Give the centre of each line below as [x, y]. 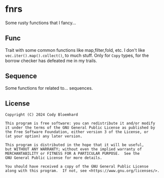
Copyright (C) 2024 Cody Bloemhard [42, 115]
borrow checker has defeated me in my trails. [51, 61]
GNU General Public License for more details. [54, 158]
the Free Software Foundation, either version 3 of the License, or [77, 132]
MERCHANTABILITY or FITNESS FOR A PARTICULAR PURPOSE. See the [72, 154]
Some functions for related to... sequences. [49, 88]
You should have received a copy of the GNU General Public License [77, 167]
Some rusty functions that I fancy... [41, 23]
